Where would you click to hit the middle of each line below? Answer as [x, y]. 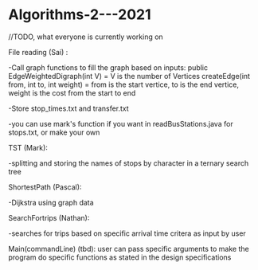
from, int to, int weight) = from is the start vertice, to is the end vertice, [124, 84]
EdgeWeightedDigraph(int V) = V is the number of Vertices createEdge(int [129, 76]
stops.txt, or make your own [54, 132]
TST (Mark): [28, 147]
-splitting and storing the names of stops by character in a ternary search [129, 163]
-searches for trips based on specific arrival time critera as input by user [127, 233]
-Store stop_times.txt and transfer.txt [68, 108]
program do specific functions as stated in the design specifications [120, 257]
